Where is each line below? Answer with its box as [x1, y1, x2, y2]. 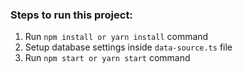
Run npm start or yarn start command [24, 52, 191, 64]
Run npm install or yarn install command [24, 31, 209, 43]
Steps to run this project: [10, 8, 133, 22]
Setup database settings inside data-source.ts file [24, 41, 233, 53]
